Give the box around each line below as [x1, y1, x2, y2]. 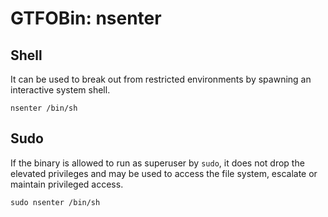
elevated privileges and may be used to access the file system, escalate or [10, 167, 318, 179]
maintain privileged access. [10, 178, 124, 190]
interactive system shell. [10, 84, 111, 96]
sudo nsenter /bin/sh [10, 197, 101, 207]
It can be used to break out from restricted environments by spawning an [10, 73, 312, 85]
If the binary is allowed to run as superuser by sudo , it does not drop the [10, 157, 305, 169]
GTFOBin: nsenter [10, 7, 162, 30]
